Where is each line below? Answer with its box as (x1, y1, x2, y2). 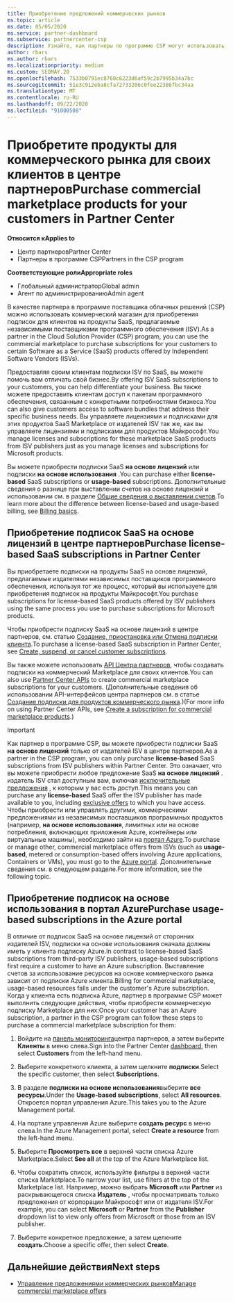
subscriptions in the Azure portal (37, 913, 182, 925)
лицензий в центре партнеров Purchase (7, 538, 187, 550)
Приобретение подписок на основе (7, 892, 170, 904)
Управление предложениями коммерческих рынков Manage (17, 1280, 196, 1288)
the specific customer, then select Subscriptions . (17, 1070, 159, 1078)
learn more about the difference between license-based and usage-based (7, 499, 219, 507)
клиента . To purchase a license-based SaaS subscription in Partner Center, (7, 640, 222, 648)
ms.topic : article (7, 17, 60, 24)
